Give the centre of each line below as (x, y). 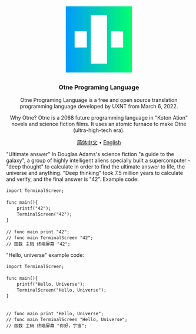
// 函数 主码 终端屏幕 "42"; (38, 244)
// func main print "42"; (38, 232)
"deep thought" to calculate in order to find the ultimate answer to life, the (96, 167)
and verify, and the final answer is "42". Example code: (73, 179)
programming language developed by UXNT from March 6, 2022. (99, 107)
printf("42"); (34, 209)
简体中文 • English (99, 143)
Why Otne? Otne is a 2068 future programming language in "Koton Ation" (99, 118)
